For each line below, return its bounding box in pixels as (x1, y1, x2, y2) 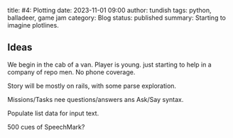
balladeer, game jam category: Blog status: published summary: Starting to (7, 13, 226, 22)
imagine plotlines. (7, 21, 59, 29)
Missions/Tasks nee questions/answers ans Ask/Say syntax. (7, 95, 184, 103)
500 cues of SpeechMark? (7, 122, 85, 131)
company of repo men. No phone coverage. (7, 67, 136, 76)
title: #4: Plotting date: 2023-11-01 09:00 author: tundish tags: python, (7, 6, 212, 14)
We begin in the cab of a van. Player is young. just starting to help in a (7, 60, 212, 69)
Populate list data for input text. (7, 109, 99, 117)
